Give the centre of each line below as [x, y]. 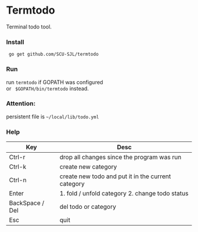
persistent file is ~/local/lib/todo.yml [52, 117]
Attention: [21, 104]
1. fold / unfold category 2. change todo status [124, 194]
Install [15, 42]
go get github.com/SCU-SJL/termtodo [54, 54]
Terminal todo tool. [29, 27]
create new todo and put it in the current [115, 176]
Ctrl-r [17, 157]
